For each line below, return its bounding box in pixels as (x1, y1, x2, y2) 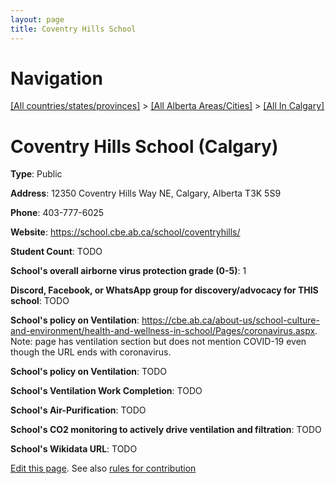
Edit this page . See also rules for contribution (10, 462, 197, 475)
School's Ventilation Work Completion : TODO (10, 385, 203, 397)
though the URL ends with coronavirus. (10, 346, 172, 358)
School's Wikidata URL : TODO (10, 443, 138, 455)
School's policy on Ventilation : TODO (10, 366, 168, 378)
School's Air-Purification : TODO (10, 404, 147, 416)
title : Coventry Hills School (10, 24, 137, 34)
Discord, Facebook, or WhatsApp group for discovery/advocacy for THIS (10, 284, 319, 296)
